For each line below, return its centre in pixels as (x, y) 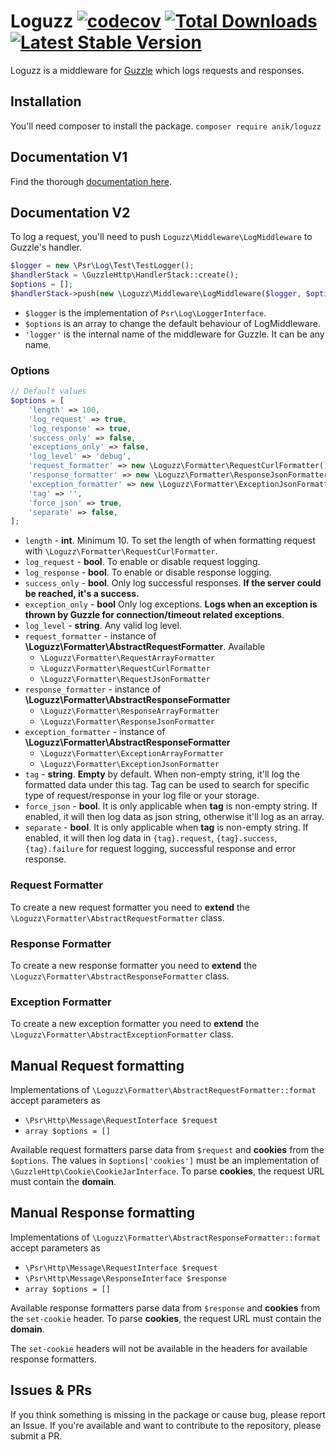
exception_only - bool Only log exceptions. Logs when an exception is (171, 604)
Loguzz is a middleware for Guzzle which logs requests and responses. (157, 70)
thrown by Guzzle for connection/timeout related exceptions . (154, 615)
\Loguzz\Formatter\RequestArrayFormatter (127, 658)
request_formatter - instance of (90, 636)
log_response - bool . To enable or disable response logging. (148, 572)
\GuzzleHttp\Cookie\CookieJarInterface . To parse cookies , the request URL (167, 1171)
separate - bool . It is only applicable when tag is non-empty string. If (166, 827)
